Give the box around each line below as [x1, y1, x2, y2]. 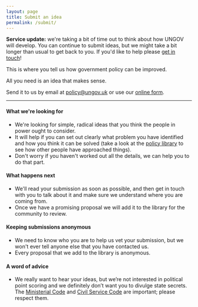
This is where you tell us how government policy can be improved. [6, 66, 167, 73]
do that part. [14, 159, 45, 166]
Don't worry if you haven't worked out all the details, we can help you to [14, 152, 190, 159]
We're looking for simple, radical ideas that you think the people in [14, 121, 176, 128]
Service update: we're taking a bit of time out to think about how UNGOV [6, 36, 184, 43]
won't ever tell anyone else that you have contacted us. [14, 243, 149, 250]
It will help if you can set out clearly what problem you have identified [14, 133, 184, 140]
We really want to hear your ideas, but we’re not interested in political [14, 276, 183, 283]
